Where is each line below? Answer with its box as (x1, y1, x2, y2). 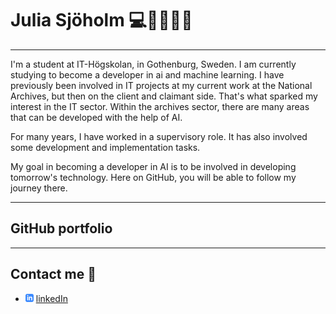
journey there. (10, 182, 68, 194)
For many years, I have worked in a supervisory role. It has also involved (10, 130, 308, 142)
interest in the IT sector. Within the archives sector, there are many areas (10, 100, 310, 112)
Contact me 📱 (10, 266, 97, 283)
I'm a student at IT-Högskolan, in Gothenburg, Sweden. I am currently (10, 58, 297, 70)
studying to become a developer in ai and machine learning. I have (10, 68, 285, 81)
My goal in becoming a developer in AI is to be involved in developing (10, 160, 297, 172)
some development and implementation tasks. (10, 141, 201, 153)
